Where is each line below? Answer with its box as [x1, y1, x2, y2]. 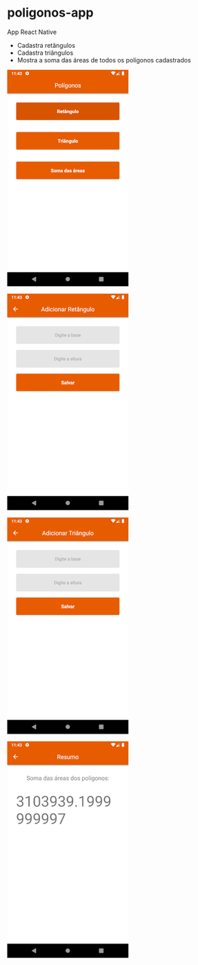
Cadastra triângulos [17, 48, 74, 57]
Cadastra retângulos [17, 41, 76, 49]
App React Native [7, 28, 57, 36]
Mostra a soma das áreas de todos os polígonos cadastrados [17, 55, 191, 64]
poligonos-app [7, 5, 94, 21]
